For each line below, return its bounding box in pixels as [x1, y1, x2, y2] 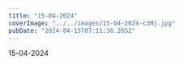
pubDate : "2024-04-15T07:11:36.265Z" [8, 26, 136, 34]
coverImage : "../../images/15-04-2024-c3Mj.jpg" [8, 19, 176, 27]
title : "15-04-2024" [8, 11, 79, 20]
